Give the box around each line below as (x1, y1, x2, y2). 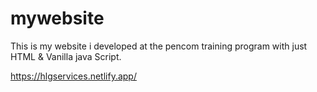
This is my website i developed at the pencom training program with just (10, 40, 308, 52)
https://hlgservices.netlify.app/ (10, 70, 137, 82)
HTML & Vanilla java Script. (10, 50, 122, 62)
